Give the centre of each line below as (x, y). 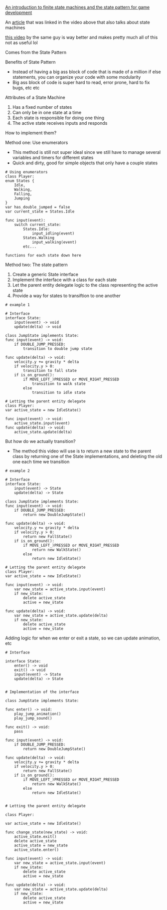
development (19, 13)
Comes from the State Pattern (36, 52)
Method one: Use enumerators (37, 143)
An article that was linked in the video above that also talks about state (78, 22)
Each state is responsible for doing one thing (58, 118)
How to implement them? (31, 133)
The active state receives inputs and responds (60, 123)
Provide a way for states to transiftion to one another (66, 296)
